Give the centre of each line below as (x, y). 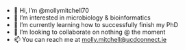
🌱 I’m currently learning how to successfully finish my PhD (96, 25)
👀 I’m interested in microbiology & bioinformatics (82, 18)
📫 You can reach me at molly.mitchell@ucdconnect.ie (90, 40)
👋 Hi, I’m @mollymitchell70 (51, 10)
